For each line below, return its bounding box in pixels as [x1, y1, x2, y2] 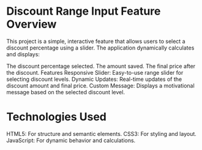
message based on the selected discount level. [6, 88, 125, 96]
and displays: [6, 50, 40, 58]
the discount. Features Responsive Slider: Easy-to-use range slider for [6, 69, 184, 76]
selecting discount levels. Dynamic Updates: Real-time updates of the [6, 75, 182, 83]
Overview [6, 17, 57, 31]
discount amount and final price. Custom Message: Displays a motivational [6, 81, 195, 89]
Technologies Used [6, 110, 107, 124]
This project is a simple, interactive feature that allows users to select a [6, 37, 185, 45]
